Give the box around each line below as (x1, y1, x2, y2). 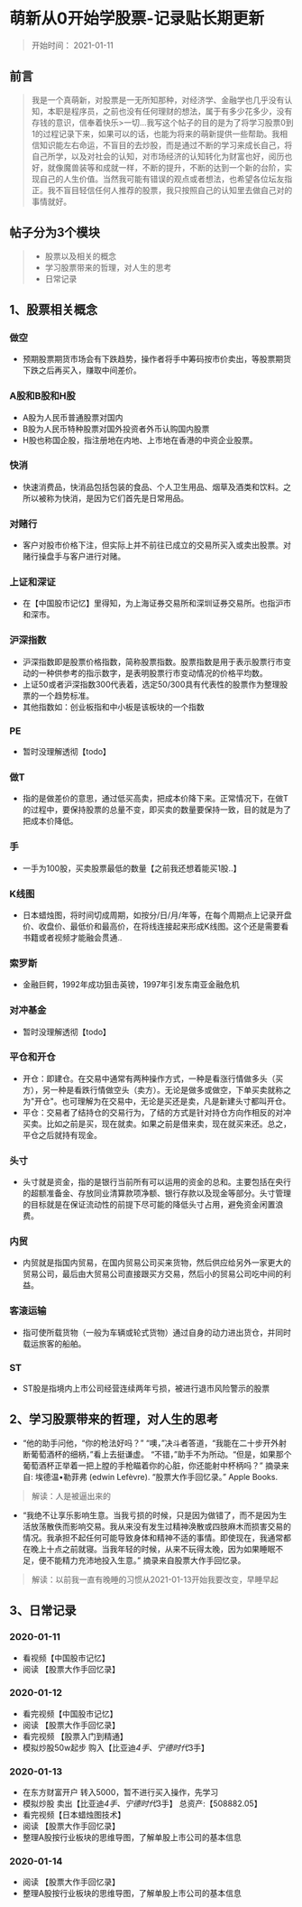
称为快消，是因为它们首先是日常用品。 (46, 493, 189, 504)
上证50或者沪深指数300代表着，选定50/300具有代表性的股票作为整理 (22, 679, 280, 690)
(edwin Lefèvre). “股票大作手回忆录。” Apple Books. (88, 1471, 278, 1482)
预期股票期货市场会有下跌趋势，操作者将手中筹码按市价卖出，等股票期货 (22, 354, 291, 365)
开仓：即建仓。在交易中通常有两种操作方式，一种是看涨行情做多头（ (22, 1073, 276, 1084)
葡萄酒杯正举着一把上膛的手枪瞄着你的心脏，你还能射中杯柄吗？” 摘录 (22, 1459, 281, 1471)
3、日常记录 (9, 1603, 77, 1618)
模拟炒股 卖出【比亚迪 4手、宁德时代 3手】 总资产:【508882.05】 (22, 1798, 262, 1810)
